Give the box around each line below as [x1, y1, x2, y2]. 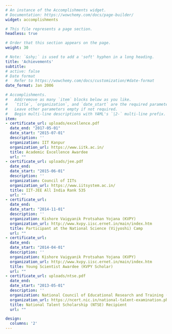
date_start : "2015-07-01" [10, 130, 66, 136]
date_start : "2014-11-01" [10, 207, 66, 212]
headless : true [5, 31, 38, 36]
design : [5, 316, 22, 321]
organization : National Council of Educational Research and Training [10, 292, 164, 298]
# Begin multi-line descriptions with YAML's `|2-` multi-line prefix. [5, 111, 166, 116]
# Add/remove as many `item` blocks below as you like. [5, 97, 132, 102]
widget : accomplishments [5, 17, 58, 22]
